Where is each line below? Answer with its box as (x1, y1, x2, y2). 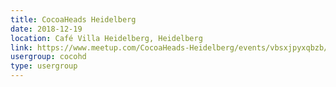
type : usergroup (10, 61, 78, 71)
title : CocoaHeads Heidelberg (10, 14, 137, 25)
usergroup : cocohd (10, 52, 87, 62)
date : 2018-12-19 (10, 24, 83, 34)
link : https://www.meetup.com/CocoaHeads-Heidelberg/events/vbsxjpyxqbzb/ (10, 42, 329, 53)
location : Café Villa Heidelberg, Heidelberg (10, 33, 203, 43)
